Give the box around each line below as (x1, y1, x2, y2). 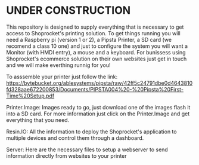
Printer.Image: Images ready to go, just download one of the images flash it (6, 103, 191, 111)
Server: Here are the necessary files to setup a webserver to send (6, 146, 168, 153)
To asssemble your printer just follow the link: (6, 73, 118, 80)
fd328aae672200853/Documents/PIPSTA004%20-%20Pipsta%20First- (6, 85, 184, 93)
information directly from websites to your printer (6, 152, 127, 159)
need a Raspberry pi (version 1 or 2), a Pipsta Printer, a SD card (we (6, 36, 172, 43)
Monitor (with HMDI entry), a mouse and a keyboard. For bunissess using (6, 48, 186, 56)
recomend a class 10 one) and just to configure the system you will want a (6, 42, 188, 50)
